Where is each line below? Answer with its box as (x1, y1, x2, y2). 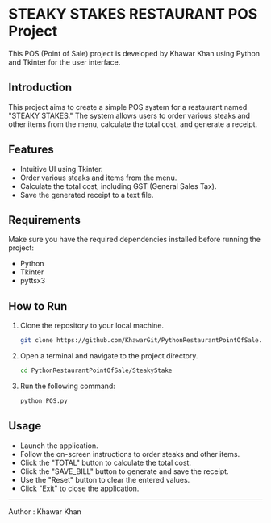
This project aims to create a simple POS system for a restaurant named (8, 102, 248, 111)
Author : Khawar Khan (8, 506, 82, 517)
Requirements (8, 213, 81, 227)
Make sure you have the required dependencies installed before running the (8, 235, 261, 245)
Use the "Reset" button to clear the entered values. (19, 475, 190, 484)
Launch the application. (19, 441, 98, 450)
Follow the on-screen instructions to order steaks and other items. (19, 449, 240, 458)
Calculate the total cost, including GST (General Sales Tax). (19, 181, 217, 190)
